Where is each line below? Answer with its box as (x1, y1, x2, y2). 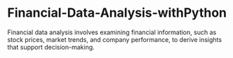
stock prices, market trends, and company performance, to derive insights (7, 35, 222, 43)
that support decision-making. (7, 43, 95, 51)
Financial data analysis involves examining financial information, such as (7, 28, 217, 36)
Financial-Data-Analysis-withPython (7, 5, 227, 21)
